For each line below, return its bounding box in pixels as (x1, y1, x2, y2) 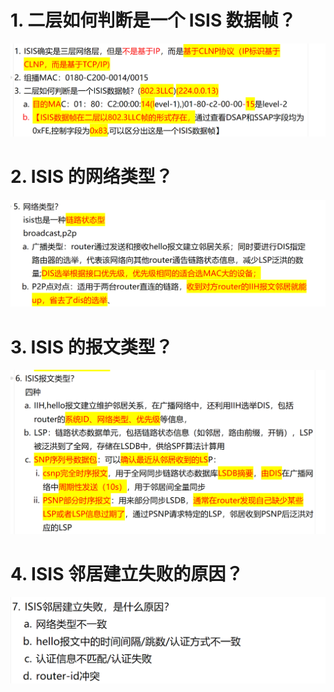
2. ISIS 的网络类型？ (10, 165, 173, 188)
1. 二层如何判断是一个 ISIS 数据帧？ (10, 9, 297, 32)
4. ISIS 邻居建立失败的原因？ (10, 562, 244, 585)
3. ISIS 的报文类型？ (10, 336, 173, 358)
